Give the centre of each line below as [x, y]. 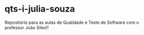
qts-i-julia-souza [40, 9]
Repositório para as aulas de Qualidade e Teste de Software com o [72, 22]
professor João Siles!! [27, 27]
